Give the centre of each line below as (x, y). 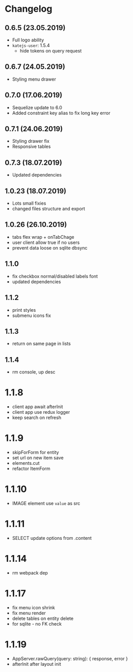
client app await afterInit (37, 407)
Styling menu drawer (34, 79)
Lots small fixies (29, 203)
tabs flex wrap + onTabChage (43, 237)
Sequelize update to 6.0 (37, 107)
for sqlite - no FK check (37, 624)
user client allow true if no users (46, 242)
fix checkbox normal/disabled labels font (55, 276)
